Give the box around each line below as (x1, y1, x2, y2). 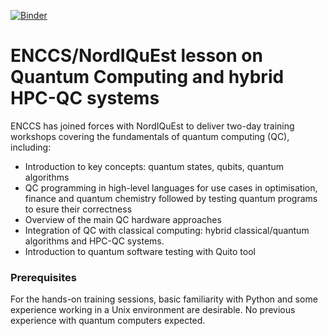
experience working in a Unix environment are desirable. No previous (10, 304, 296, 316)
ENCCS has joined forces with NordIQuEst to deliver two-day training (10, 120, 295, 132)
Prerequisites (10, 270, 77, 284)
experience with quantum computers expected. (10, 315, 206, 327)
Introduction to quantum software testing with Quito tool (24, 245, 256, 257)
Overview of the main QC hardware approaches (24, 213, 222, 225)
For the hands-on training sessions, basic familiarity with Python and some (10, 293, 318, 305)
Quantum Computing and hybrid (10, 66, 285, 89)
